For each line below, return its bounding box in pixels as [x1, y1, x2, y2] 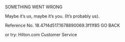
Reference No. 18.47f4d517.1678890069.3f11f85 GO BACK [5, 22, 120, 28]
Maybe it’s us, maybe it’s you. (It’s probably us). [5, 13, 100, 19]
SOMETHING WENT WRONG [5, 4, 63, 10]
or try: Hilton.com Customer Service [5, 32, 78, 37]
